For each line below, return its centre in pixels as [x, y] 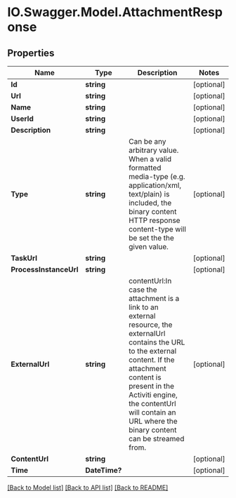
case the [143, 290]
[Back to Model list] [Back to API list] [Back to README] [88, 487]
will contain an [153, 412]
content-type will [157, 229]
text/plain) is [149, 194]
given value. [149, 247]
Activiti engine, [153, 395]
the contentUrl [153, 404]
